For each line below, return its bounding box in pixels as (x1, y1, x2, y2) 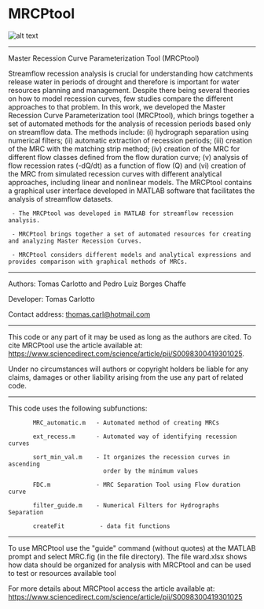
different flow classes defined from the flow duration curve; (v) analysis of (8, 152, 249, 162)
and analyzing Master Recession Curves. (8, 237, 143, 245)
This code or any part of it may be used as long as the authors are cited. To (8, 332, 251, 341)
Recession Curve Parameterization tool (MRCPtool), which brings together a (8, 110, 255, 120)
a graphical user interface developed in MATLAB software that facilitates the (8, 186, 255, 195)
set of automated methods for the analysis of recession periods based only (8, 119, 251, 128)
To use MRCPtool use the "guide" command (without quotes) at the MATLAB (8, 543, 256, 552)
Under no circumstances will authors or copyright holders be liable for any (8, 364, 249, 373)
